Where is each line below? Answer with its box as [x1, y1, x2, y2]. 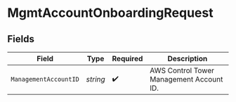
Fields [7, 33, 35, 45]
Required [112, 54, 143, 63]
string [86, 75, 105, 84]
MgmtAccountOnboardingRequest [7, 5, 214, 21]
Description [167, 54, 208, 63]
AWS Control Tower [150, 65, 214, 75]
